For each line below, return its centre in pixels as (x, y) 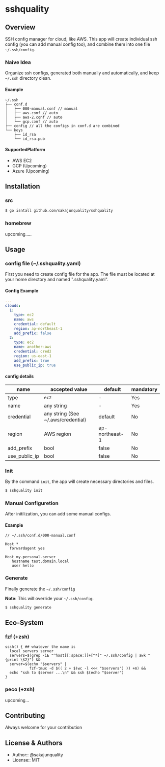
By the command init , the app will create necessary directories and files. (80, 481)
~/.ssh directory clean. (28, 78)
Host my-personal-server (30, 557)
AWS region (57, 434)
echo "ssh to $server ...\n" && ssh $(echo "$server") (67, 673)
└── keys (14, 130)
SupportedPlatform (25, 150)
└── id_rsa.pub (29, 139)
